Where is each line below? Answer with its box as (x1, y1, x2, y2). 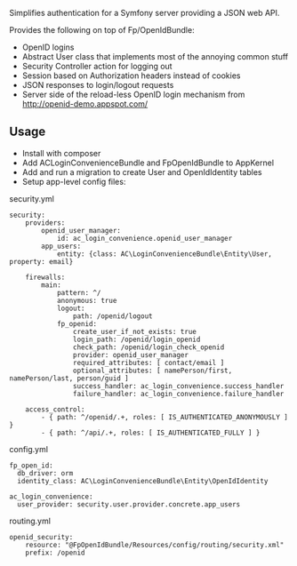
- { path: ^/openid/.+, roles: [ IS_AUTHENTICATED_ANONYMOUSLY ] (41, 412, 289, 421)
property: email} (9, 257, 74, 266)
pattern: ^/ (56, 288, 101, 297)
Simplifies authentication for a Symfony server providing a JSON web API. (9, 8, 280, 18)
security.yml (9, 193, 55, 203)
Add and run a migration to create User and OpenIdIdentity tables (21, 166, 262, 177)
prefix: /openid (25, 548, 86, 557)
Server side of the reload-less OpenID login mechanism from (21, 89, 245, 100)
